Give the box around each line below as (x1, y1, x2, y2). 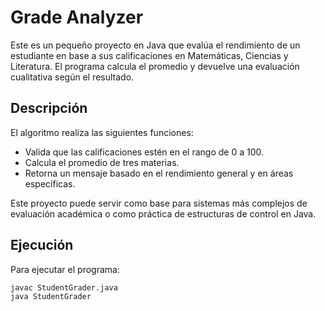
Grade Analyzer (10, 6, 144, 29)
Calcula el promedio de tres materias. (24, 156, 180, 168)
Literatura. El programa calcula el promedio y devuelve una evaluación (10, 60, 300, 72)
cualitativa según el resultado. (10, 71, 135, 83)
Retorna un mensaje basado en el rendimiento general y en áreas (24, 167, 294, 179)
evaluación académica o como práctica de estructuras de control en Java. (10, 207, 317, 220)
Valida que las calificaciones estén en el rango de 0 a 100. (24, 146, 265, 158)
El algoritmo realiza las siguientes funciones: (10, 126, 194, 138)
